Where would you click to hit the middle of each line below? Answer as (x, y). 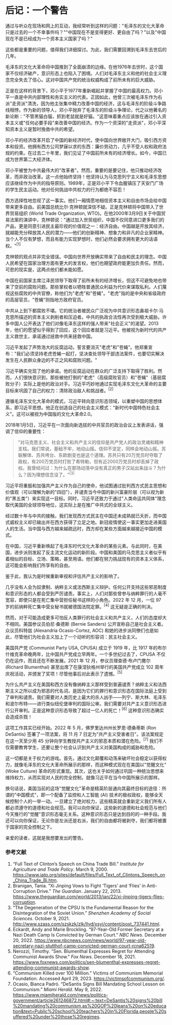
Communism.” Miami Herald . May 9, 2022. (58, 989)
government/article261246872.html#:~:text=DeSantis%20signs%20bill (88, 1000)
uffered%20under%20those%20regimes (56, 1017)
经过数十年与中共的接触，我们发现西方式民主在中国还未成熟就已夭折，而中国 (86, 516)
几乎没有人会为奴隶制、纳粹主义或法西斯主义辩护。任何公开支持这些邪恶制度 (86, 587)
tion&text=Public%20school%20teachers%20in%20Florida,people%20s (90, 1011)
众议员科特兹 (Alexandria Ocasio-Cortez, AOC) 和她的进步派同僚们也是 (80, 630)
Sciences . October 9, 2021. (41, 918)
